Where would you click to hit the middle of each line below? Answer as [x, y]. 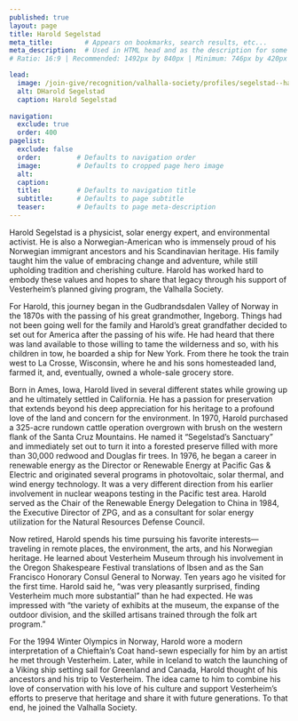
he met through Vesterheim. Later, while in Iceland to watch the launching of [149, 660]
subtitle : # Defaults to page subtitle [101, 199]
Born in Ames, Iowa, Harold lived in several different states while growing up [149, 389]
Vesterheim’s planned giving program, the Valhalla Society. [117, 289]
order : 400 [37, 133]
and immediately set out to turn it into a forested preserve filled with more [144, 446]
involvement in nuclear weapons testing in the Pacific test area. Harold [138, 493]
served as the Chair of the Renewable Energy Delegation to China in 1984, [144, 502]
